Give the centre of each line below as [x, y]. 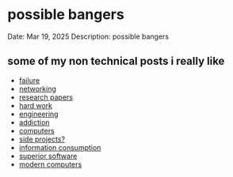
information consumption [60, 147]
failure [29, 80]
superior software [48, 156]
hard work [36, 105]
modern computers [50, 164]
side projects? [42, 139]
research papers [46, 97]
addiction [34, 122]
